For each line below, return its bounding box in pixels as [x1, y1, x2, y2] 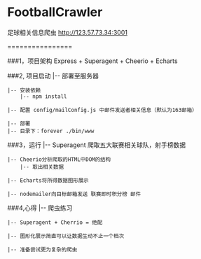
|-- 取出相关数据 [20, 163, 64, 170]
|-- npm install [20, 92, 68, 100]
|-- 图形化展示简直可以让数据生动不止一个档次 [7, 232, 125, 239]
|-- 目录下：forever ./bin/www [7, 127, 95, 134]
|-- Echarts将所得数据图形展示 [7, 176, 89, 184]
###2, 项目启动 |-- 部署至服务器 [7, 71, 99, 80]
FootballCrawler [7, 4, 103, 20]
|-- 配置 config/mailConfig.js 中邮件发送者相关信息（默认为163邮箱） [7, 106, 197, 113]
